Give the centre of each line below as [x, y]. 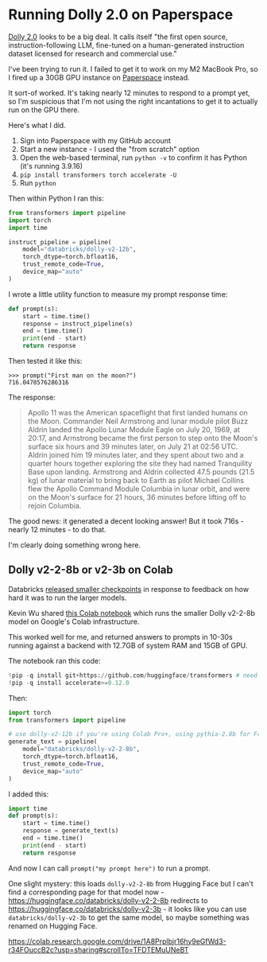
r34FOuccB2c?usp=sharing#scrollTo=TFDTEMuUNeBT [99, 949]
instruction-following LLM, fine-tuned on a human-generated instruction [126, 45]
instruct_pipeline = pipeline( [60, 242]
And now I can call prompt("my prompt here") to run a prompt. [109, 868]
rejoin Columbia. [54, 506]
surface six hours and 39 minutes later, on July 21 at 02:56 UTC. [133, 446]
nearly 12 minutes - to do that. [57, 530]
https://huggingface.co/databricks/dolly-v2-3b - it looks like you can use [128, 909]
